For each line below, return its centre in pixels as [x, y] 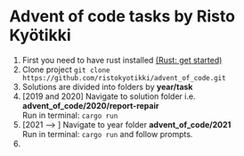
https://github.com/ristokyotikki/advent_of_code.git [124, 78]
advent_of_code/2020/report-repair [90, 105]
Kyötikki [40, 35]
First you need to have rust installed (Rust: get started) [122, 60]
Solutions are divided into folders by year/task [107, 86]
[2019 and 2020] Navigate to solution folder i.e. [109, 96]
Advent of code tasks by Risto [122, 16]
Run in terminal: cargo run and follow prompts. [107, 134]
